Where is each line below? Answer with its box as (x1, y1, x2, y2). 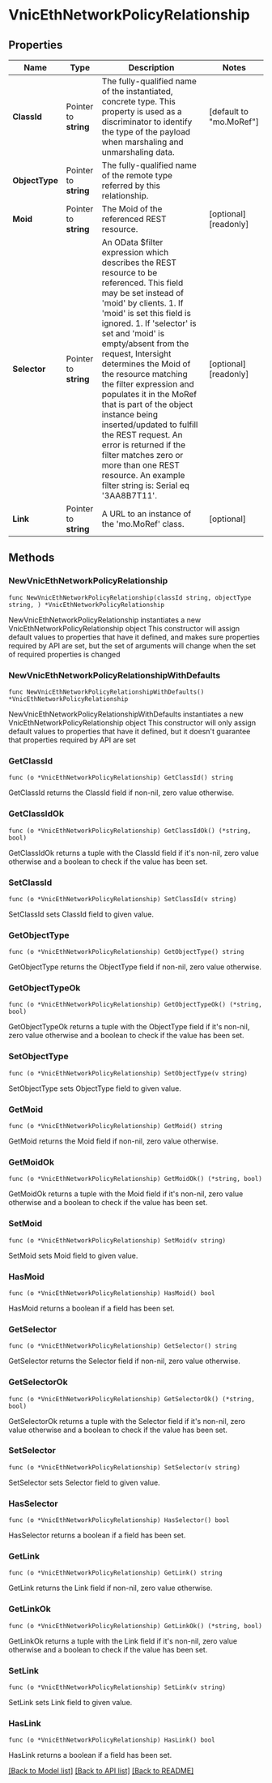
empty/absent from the (101, 338, 189, 349)
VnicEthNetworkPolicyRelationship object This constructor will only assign (8, 717, 257, 727)
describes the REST (101, 257, 176, 268)
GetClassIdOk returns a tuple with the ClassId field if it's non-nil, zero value (8, 848, 259, 857)
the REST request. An (101, 430, 184, 440)
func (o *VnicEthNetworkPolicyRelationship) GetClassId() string (8, 774, 233, 782)
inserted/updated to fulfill (101, 419, 198, 430)
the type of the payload (101, 126, 191, 137)
